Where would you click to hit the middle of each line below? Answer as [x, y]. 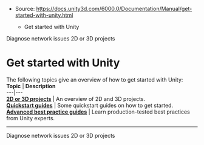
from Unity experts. [31, 118]
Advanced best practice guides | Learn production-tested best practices [98, 112]
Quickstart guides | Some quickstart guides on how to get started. [90, 105]
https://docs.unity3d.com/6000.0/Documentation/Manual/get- [114, 9]
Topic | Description [31, 86]
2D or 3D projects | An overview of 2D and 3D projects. [76, 98]
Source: [25, 9]
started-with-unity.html [44, 15]
